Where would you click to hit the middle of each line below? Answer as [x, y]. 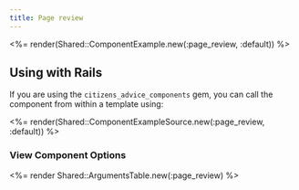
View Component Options [68, 155]
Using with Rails [56, 73]
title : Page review [46, 18]
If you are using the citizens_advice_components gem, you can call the [141, 95]
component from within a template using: [87, 104]
